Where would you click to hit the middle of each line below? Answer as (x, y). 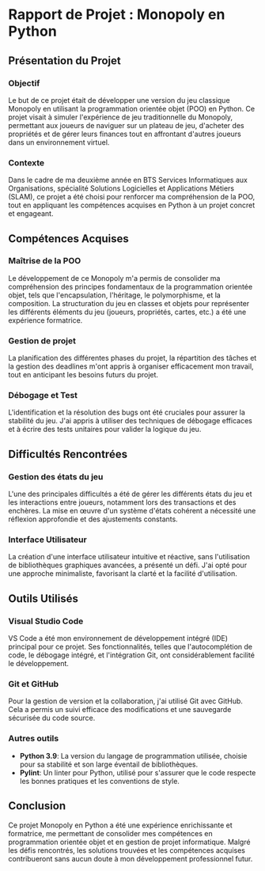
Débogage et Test (43, 396)
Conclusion (37, 806)
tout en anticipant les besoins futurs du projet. (83, 375)
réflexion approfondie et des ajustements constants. (93, 519)
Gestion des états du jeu (56, 476)
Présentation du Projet (64, 61)
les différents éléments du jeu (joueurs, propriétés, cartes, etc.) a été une (127, 312)
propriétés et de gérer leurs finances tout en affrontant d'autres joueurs (125, 134)
